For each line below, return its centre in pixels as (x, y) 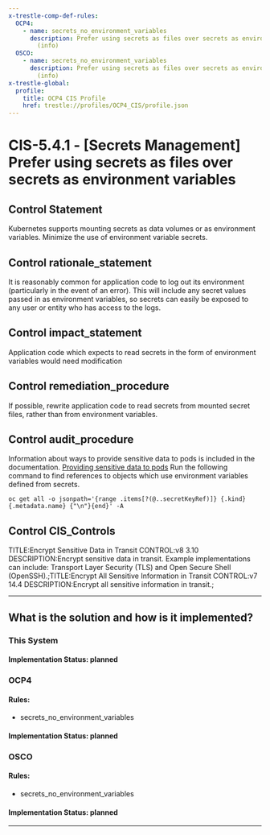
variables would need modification (65, 361)
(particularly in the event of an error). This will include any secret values (127, 290)
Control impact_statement (75, 333)
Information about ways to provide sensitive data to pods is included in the (132, 459)
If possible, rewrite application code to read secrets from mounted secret (129, 405)
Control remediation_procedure (89, 386)
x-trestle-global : (39, 83)
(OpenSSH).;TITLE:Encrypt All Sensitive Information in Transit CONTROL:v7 (133, 576)
